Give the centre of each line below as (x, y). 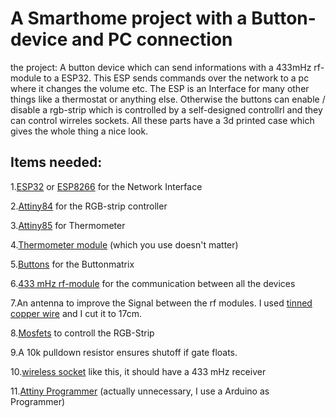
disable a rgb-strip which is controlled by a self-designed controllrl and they (166, 109)
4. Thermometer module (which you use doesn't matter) (124, 244)
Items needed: (56, 162)
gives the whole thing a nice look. (79, 131)
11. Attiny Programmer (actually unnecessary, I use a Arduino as (140, 391)
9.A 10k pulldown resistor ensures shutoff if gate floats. (124, 352)
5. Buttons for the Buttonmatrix (72, 264)
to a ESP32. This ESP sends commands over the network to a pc (176, 78)
